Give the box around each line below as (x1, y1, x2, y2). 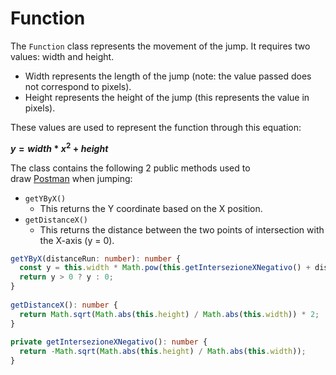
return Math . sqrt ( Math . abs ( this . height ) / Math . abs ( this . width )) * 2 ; (19, 309, 320, 319)
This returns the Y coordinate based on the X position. (39, 202, 263, 214)
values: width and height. (10, 50, 115, 62)
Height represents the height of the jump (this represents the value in (24, 91, 310, 103)
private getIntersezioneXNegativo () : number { (10, 337, 208, 347)
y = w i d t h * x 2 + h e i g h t (10, 140, 109, 154)
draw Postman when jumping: (10, 172, 133, 184)
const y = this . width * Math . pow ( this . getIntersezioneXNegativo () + (19, 263, 311, 273)
